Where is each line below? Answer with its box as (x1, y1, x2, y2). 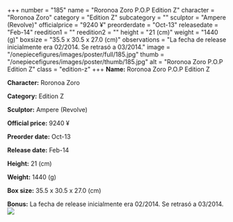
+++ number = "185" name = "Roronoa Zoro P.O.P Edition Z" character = (7, 6, 215, 14)
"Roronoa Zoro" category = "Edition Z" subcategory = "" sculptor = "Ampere (7, 13, 226, 22)
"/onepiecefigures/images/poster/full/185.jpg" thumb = (7, 50, 165, 58)
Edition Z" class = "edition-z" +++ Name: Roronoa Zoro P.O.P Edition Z (7, 65, 210, 73)
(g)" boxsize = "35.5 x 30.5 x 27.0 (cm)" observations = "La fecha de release (7, 35, 227, 44)
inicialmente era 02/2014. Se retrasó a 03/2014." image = (7, 43, 170, 51)
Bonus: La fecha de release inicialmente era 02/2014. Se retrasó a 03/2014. (7, 200, 224, 208)
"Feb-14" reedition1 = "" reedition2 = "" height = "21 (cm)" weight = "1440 (7, 28, 218, 36)
